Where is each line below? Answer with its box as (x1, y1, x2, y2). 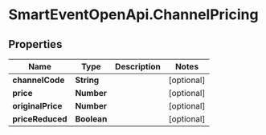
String (75, 74, 100, 85)
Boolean (75, 113, 108, 125)
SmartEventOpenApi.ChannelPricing (8, 6, 259, 24)
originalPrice (12, 101, 63, 111)
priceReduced (12, 113, 68, 125)
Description (115, 62, 161, 72)
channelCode (12, 74, 65, 85)
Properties (8, 38, 63, 51)
